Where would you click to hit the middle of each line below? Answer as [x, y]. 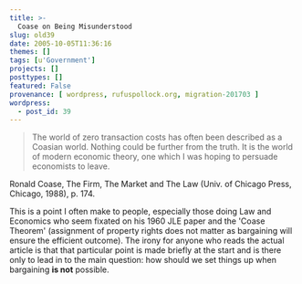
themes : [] [30, 52]
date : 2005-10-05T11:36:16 [61, 43]
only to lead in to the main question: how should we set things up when [143, 260]
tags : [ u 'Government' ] [52, 60]
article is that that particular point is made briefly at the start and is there [146, 250]
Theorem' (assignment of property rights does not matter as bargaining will [151, 231]
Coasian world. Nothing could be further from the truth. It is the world [162, 147]
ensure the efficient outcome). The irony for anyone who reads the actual [147, 241]
